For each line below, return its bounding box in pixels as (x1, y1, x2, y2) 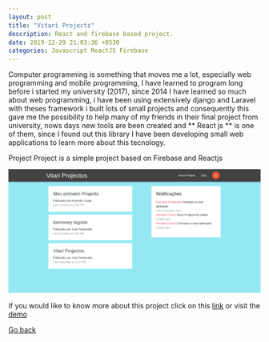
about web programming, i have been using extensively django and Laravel (8, 95, 256, 105)
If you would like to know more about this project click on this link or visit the (8, 301, 260, 311)
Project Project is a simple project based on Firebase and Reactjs (8, 153, 223, 163)
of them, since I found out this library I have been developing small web (8, 129, 244, 139)
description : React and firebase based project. (8, 30, 174, 38)
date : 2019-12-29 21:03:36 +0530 (8, 38, 120, 46)
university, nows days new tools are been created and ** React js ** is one (8, 121, 255, 131)
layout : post (8, 13, 52, 21)
